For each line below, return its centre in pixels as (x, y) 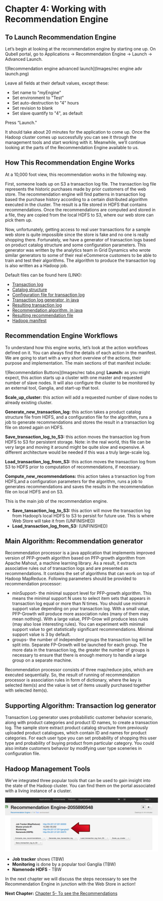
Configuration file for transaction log (48, 294)
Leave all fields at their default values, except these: (57, 83)
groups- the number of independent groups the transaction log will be (82, 640)
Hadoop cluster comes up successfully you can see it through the (71, 137)
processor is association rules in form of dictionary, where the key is (73, 680)
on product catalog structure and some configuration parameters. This (76, 245)
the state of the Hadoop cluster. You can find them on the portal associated (80, 786)
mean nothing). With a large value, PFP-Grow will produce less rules (80, 619)
